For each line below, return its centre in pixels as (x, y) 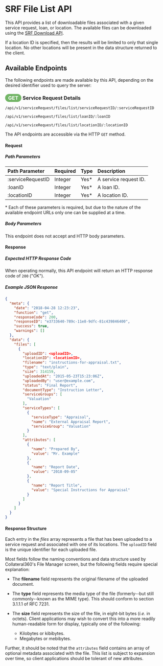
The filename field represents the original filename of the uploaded (80, 579)
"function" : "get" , (34, 312)
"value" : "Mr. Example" (55, 454)
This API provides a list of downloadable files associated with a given (75, 23)
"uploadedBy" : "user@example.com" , (59, 381)
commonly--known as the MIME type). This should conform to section (83, 599)
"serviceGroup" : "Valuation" (61, 426)
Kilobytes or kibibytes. (42, 633)
